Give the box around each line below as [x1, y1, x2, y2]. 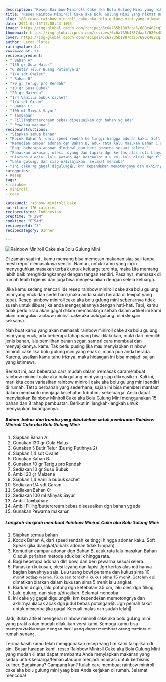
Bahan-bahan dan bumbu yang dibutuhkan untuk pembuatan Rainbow [5, 417, 155, 422]
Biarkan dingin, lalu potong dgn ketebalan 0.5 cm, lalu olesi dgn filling [12, 584, 154, 590]
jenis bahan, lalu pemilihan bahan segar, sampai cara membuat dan [5, 338, 142, 344]
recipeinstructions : [5, 127, 48, 132]
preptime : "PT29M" [5, 214, 43, 219]
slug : [5, 16, 17, 21]
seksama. [5, 317, 25, 323]
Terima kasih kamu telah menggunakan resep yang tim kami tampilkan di [5, 640, 153, 646]
